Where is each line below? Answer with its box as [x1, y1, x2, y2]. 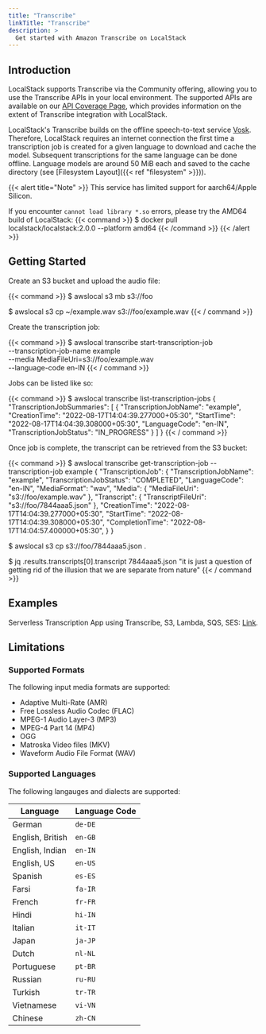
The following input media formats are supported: [8, 683, 171, 692]
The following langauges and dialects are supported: [8, 786, 181, 796]
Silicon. [8, 192, 33, 201]
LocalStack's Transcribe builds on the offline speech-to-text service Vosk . [8, 125, 252, 135]
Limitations [8, 641, 65, 654]
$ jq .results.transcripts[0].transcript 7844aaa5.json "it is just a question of [8, 556, 253, 566]
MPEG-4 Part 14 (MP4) [19, 723, 95, 733]
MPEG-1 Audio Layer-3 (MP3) [19, 715, 117, 724]
